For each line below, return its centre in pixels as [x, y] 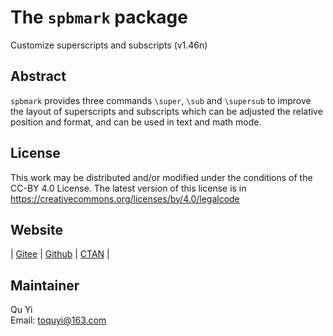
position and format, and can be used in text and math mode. [136, 122]
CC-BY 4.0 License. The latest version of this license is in [128, 188]
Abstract [38, 76]
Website [36, 229]
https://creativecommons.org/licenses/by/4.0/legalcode [125, 198]
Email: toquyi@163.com [58, 320]
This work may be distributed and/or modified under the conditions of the [161, 177]
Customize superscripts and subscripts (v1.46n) [109, 45]
